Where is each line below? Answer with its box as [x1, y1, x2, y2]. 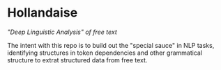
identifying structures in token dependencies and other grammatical [7, 49, 203, 57]
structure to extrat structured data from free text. [7, 55, 148, 64]
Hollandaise [7, 5, 78, 21]
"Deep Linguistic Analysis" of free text [7, 28, 117, 36]
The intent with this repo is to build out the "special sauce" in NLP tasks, [7, 41, 215, 49]
